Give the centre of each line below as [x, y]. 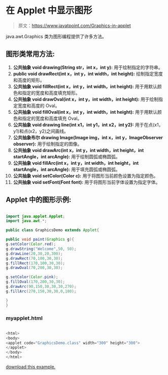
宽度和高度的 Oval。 [39, 106]
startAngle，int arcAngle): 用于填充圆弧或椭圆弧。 [67, 169]
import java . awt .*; [26, 221]
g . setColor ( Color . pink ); [32, 277]
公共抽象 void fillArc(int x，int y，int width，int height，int [76, 163]
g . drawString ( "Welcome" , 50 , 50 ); [41, 249]
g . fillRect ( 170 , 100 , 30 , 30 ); [36, 263]
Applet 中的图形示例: [39, 200]
